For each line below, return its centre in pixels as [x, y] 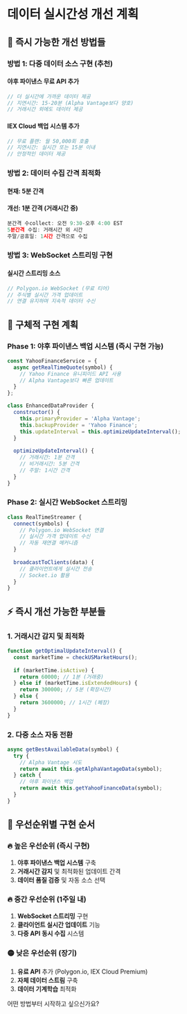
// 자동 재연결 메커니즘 [49, 543]
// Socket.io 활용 [45, 575]
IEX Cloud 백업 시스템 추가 [43, 126]
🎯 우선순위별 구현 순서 [51, 825]
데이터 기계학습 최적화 [47, 989]
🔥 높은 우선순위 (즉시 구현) [48, 846]
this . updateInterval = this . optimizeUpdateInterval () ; [100, 431]
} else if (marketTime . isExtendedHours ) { [75, 683]
